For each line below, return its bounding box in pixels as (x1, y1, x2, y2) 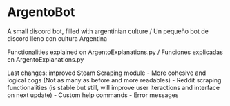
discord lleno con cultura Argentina (7, 34, 108, 42)
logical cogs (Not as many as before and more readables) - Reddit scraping (7, 76, 222, 84)
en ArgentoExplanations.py (7, 55, 84, 63)
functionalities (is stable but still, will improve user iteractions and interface (7, 83, 220, 91)
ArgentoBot (7, 4, 75, 20)
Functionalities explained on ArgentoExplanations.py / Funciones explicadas (7, 48, 223, 56)
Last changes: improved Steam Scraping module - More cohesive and (7, 69, 207, 77)
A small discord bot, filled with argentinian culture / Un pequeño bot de (7, 27, 209, 35)
